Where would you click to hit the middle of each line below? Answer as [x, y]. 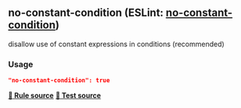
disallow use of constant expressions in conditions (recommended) [116, 44]
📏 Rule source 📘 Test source [55, 95]
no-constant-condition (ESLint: [86, 13]
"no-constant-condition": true [59, 81]
